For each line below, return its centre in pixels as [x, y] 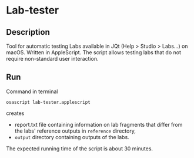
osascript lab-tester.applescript [48, 102]
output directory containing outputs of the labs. [72, 137]
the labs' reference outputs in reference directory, [75, 131]
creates [15, 113]
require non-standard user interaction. [52, 59]
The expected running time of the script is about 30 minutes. [80, 149]
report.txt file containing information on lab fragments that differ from [98, 124]
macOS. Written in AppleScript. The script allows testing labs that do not [93, 52]
